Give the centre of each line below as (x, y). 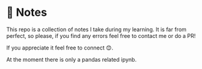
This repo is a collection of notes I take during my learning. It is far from (96, 29)
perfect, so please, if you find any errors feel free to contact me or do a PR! (101, 35)
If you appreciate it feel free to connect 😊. (60, 48)
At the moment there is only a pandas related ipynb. (71, 59)
